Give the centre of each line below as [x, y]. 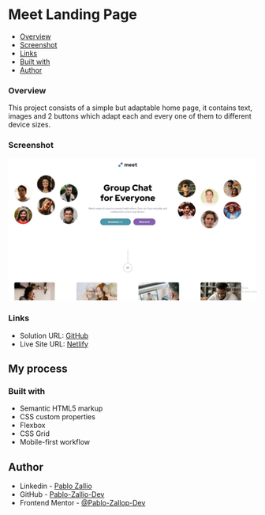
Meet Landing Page [73, 15]
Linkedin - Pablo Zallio [56, 486]
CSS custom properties [58, 417]
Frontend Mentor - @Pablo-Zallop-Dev [82, 503]
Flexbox [32, 426]
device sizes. [30, 125]
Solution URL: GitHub [54, 335]
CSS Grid [34, 434]
